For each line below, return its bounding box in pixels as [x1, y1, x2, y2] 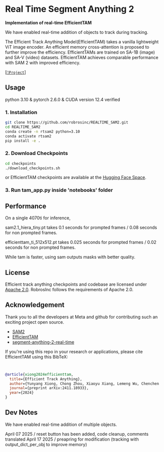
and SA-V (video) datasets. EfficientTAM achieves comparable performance [5, 54, 159, 60]
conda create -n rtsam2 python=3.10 [5, 129, 80, 134]
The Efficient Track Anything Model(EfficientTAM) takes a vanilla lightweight [5, 38, 159, 45]
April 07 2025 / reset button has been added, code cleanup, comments [5, 431, 149, 437]
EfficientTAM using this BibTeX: [5, 354, 68, 360]
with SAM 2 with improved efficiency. [5, 60, 81, 65]
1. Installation [5, 109, 38, 116]
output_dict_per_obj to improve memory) [5, 441, 87, 447]
